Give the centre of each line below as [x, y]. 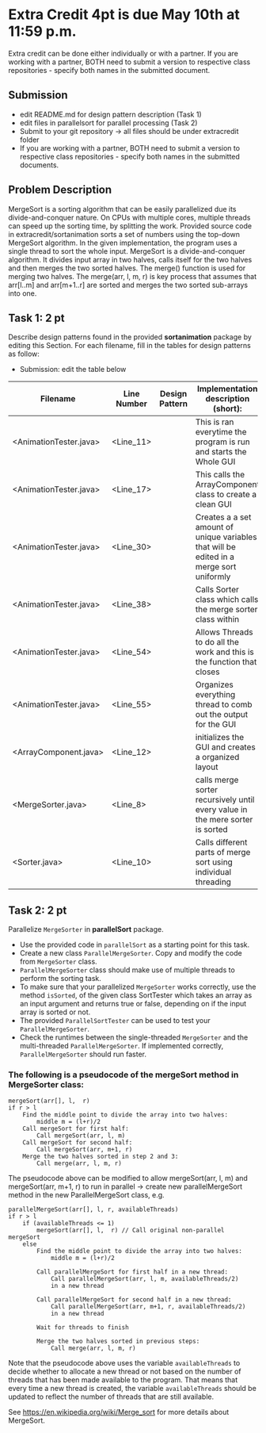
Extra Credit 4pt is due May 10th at [124, 15]
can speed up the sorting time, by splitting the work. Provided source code [130, 226]
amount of [214, 527]
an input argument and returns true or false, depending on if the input [133, 1004]
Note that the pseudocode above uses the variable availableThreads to [124, 1363]
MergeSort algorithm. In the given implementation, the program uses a [123, 243]
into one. [23, 293]
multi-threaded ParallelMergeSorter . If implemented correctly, [122, 1046]
